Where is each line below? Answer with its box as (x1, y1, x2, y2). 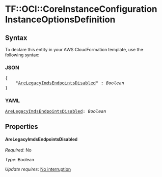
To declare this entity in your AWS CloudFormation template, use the (5, 47, 143, 52)
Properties (5, 122, 38, 131)
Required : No (5, 147, 32, 153)
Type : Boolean (5, 157, 34, 163)
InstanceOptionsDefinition (5, 14, 115, 25)
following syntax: (5, 52, 40, 58)
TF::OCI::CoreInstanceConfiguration (5, 3, 158, 15)
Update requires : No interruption (5, 166, 71, 172)
